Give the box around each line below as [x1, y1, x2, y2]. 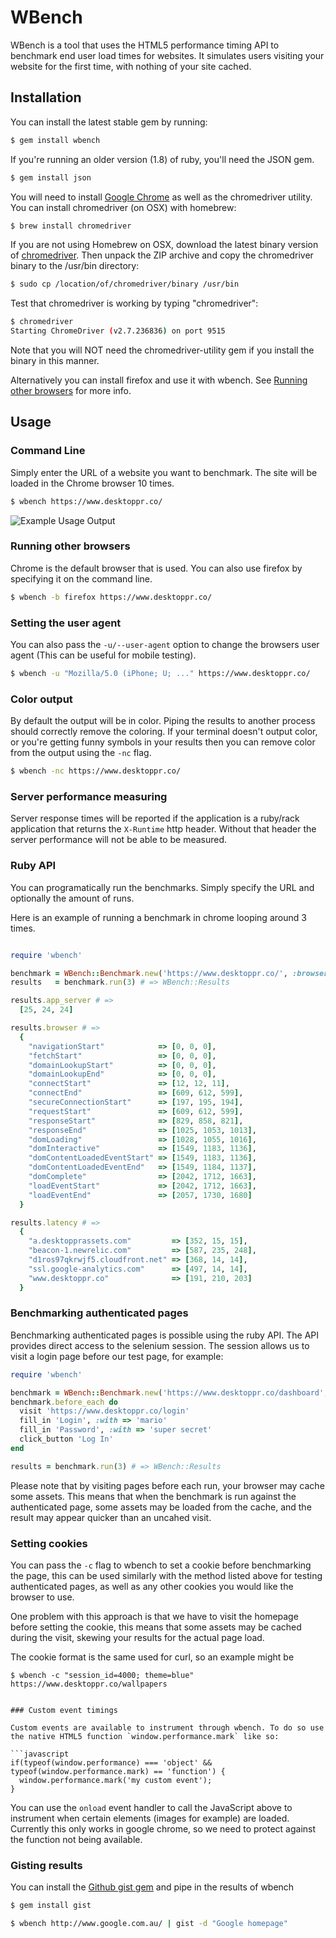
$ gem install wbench [10, 135, 101, 145]
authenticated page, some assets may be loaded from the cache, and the [10, 1501, 312, 1513]
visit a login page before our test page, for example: [10, 1350, 224, 1362]
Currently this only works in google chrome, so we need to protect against [10, 1823, 317, 1835]
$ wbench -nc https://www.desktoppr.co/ [10, 766, 182, 776]
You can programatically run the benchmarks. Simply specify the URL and [10, 881, 315, 893]
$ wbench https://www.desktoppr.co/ [10, 496, 163, 506]
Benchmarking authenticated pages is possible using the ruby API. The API [10, 1329, 320, 1341]
